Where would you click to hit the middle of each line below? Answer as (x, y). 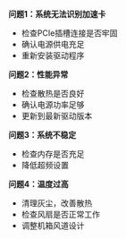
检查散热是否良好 (53, 94)
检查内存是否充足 (53, 154)
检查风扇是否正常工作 (60, 214)
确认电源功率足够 (53, 105)
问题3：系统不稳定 (42, 135)
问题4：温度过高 (38, 184)
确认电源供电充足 (53, 44)
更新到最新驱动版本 (57, 116)
